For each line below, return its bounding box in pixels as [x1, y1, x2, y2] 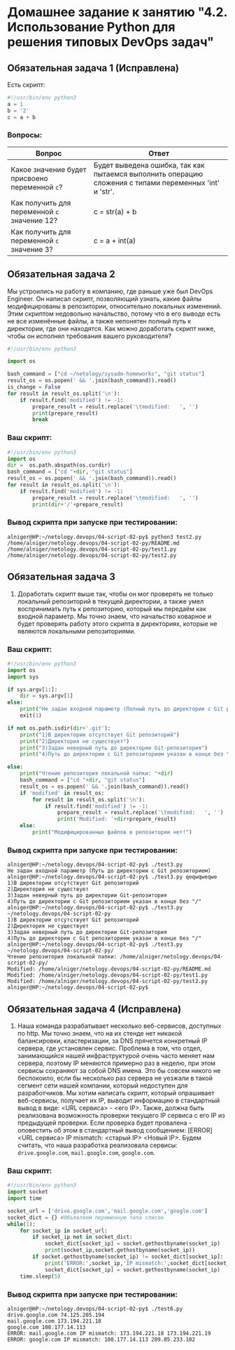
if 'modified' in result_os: [20, 789, 105, 796]
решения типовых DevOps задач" [7, 34, 215, 50]
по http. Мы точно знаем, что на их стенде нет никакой [17, 1029, 182, 1038]
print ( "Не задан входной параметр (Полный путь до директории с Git [20, 706, 224, 713]
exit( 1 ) [20, 712, 42, 719]
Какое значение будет [10, 164, 87, 174]
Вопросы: [7, 131, 43, 140]
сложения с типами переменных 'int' [93, 178, 220, 187]
